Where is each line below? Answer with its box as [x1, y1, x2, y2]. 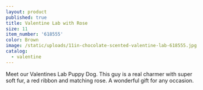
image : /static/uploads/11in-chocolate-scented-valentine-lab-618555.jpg [5, 43, 198, 49]
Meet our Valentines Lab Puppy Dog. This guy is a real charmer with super [5, 70, 193, 77]
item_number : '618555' [5, 31, 63, 37]
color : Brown [5, 37, 39, 43]
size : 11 [5, 25, 28, 32]
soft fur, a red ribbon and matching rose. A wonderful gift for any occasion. [5, 77, 194, 84]
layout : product [5, 8, 47, 15]
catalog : [5, 48, 28, 54]
